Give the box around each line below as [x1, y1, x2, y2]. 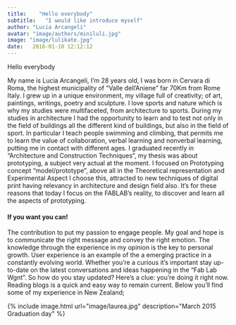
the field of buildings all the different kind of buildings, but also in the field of [7, 122, 229, 129]
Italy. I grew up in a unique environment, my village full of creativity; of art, [7, 91, 223, 100]
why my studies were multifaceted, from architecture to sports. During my [7, 107, 222, 114]
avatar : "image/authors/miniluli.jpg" [7, 30, 121, 37]
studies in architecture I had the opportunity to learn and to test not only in [7, 114, 223, 122]
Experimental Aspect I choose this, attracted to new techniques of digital [7, 174, 218, 182]
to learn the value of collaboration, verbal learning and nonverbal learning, [7, 136, 223, 145]
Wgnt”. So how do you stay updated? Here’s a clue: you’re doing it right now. [7, 273, 229, 282]
